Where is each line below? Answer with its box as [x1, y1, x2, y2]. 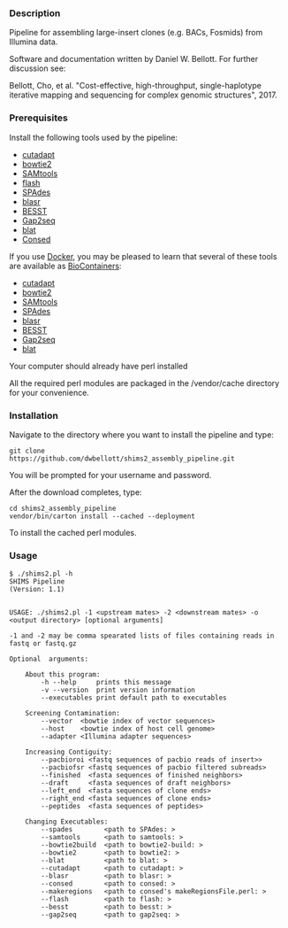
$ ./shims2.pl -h [9, 569, 73, 578]
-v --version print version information [41, 685, 196, 695]
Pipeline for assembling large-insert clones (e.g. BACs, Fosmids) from [9, 27, 263, 38]
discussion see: [9, 63, 66, 73]
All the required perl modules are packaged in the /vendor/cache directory [9, 377, 280, 388]
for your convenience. [9, 387, 90, 398]
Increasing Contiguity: [25, 747, 113, 757]
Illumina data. [9, 36, 58, 47]
